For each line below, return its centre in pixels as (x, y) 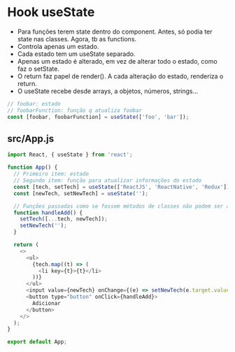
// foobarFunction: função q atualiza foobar (74, 110)
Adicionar (47, 303)
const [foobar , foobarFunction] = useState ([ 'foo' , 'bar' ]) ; (98, 117)
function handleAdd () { (48, 213)
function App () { (33, 168)
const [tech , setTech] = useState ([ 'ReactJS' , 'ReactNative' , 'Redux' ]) (122, 187)
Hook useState (51, 12)
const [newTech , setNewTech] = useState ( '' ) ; (81, 193)
